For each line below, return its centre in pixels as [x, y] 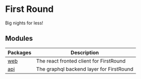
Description [85, 52]
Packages [20, 52]
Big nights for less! [24, 23]
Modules [19, 39]
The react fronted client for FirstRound [81, 61]
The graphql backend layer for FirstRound [85, 69]
